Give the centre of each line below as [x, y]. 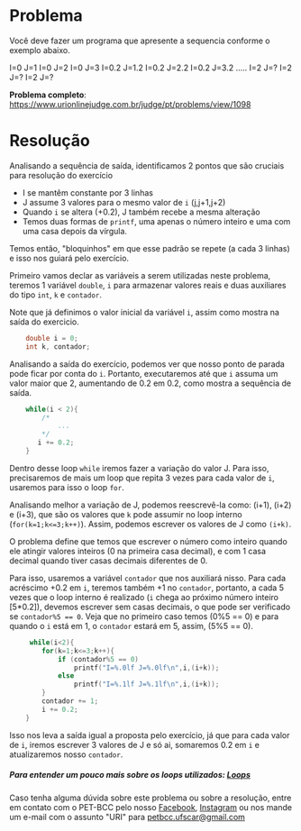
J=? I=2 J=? [32, 77]
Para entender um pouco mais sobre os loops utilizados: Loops [130, 775]
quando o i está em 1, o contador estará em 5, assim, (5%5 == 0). [132, 626]
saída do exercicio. [44, 322]
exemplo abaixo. [40, 50]
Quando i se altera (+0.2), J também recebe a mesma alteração [141, 212]
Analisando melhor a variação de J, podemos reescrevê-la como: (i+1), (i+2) [150, 505]
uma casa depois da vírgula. [75, 231]
